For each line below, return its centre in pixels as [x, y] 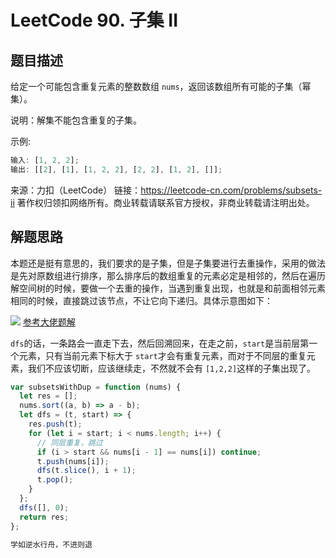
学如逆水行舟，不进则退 [51, 544]
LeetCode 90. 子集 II [94, 20]
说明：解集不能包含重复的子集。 [76, 120]
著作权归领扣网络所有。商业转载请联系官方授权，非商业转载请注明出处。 [165, 202]
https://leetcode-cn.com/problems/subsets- [231, 190]
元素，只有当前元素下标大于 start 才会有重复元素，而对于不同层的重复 [162, 355]
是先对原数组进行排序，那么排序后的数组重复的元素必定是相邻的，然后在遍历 [168, 275]
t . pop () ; [55, 480]
